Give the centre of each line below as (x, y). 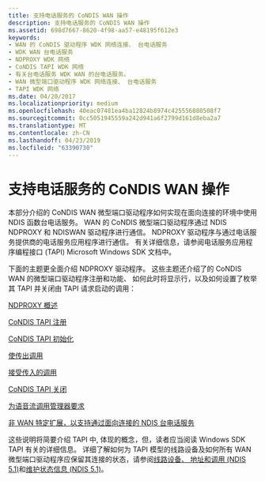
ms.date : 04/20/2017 (42, 96)
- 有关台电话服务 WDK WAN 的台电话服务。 (69, 74)
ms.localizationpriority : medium (63, 103)
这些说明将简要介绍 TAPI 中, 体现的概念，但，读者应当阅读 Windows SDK (127, 440)
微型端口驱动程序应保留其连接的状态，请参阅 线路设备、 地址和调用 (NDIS (127, 460)
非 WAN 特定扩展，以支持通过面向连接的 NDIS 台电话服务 (102, 423)
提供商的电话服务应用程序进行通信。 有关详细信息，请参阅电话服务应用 (130, 242)
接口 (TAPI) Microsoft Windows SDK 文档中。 (102, 252)
